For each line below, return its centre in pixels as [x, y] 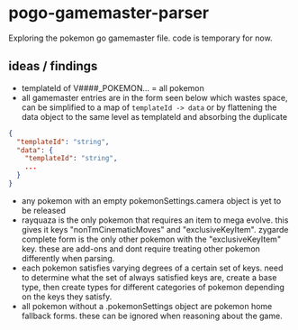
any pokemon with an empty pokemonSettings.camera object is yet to [151, 200]
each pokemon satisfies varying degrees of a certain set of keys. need [152, 268]
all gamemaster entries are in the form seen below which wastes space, [155, 97]
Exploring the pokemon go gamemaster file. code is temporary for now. [140, 38]
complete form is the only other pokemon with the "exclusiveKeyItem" [151, 239]
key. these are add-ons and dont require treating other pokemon [140, 248]
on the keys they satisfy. [67, 297]
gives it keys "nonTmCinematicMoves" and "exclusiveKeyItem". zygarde [155, 229]
